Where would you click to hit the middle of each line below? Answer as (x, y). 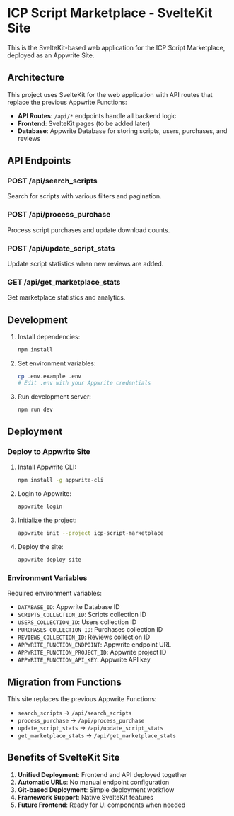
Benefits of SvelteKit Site (64, 758)
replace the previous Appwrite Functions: (67, 102)
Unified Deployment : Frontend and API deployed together (102, 774)
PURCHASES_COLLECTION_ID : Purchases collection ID (90, 630)
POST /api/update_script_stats (61, 248)
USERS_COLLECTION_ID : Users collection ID (77, 622)
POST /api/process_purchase (59, 215)
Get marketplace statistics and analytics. (66, 297)
